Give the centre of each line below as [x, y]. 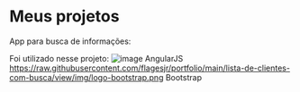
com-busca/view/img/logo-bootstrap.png [86, 77]
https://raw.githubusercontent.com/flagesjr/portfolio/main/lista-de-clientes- [150, 68]
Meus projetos [64, 17]
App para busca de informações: [70, 41]
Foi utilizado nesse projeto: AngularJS [96, 58]
